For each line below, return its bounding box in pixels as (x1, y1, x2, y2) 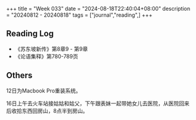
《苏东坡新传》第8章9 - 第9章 (14, 45, 88, 53)
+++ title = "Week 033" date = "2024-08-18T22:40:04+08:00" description (6, 5, 191, 12)
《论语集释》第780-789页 (14, 53, 79, 60)
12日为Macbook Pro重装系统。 (6, 87, 82, 94)
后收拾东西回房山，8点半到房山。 (6, 107, 88, 114)
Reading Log (6, 29, 54, 39)
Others (6, 70, 33, 81)
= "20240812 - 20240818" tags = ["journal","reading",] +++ (6, 11, 152, 19)
